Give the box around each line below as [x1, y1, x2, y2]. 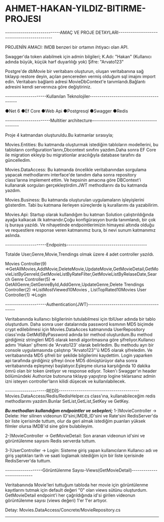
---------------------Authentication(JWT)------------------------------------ [5, 301, 159, 307]
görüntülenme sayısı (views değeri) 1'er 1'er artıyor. [5, 497, 108, 503]
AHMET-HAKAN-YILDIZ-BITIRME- [5, 3, 146, 14]
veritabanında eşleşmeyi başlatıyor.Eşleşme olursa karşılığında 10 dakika [5, 363, 150, 369]
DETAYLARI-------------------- [95, 29, 158, 35]
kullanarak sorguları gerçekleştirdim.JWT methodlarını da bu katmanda [5, 182, 147, 188]
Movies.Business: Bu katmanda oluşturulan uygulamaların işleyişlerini [5, 196, 144, 203]
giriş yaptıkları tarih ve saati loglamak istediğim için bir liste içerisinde [5, 453, 144, 458]
